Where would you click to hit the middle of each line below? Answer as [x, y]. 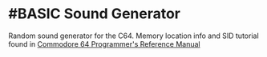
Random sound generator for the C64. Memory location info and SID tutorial [133, 36]
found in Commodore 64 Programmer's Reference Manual [104, 44]
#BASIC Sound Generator [94, 14]
